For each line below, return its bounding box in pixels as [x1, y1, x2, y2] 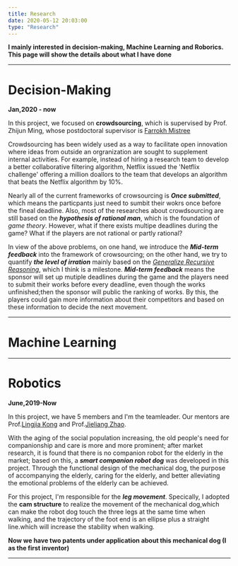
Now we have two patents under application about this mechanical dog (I [8, 536, 227, 545]
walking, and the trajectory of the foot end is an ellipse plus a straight [8, 515, 210, 524]
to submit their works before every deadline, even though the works [8, 280, 206, 289]
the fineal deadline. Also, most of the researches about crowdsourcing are [8, 207, 225, 215]
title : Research [8, 10, 56, 18]
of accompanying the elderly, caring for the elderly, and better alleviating [8, 471, 220, 480]
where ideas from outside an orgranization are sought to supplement [8, 148, 208, 156]
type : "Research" [8, 23, 59, 30]
